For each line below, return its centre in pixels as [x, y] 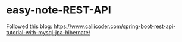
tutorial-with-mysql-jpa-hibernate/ [48, 32]
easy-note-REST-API [59, 10]
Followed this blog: [29, 26]
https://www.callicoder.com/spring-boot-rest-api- [114, 26]
